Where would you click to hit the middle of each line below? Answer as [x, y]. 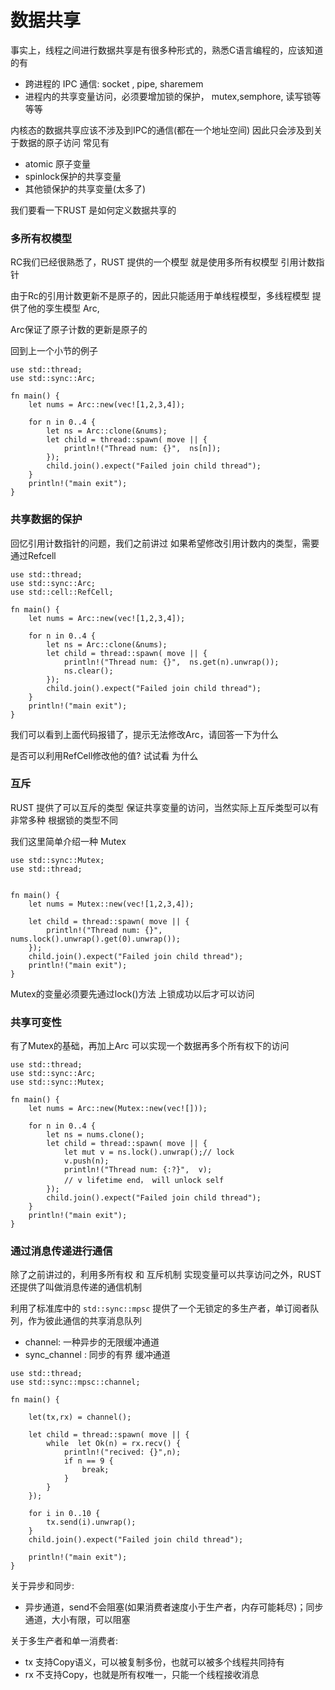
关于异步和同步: [42, 1586]
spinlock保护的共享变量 [73, 176]
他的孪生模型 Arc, [63, 308]
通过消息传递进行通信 [61, 1251]
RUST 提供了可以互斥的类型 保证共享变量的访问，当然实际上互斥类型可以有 [165, 807]
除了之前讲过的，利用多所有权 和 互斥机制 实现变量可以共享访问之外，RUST [166, 1275]
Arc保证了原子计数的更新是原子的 [79, 330]
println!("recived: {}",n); [122, 1452]
